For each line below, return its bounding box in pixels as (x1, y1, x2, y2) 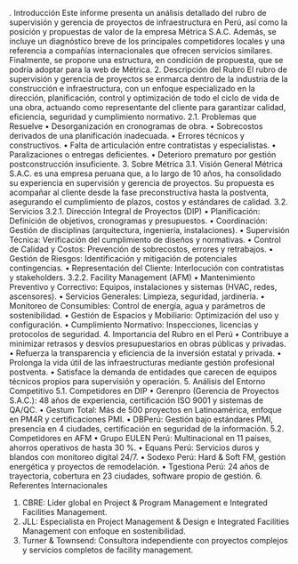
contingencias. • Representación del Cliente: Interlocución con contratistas (9, 262, 285, 273)
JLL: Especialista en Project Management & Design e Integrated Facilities (21, 516, 290, 527)
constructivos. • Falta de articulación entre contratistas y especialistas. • (9, 140, 277, 150)
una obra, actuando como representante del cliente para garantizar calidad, (9, 102, 286, 112)
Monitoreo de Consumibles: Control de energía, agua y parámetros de (9, 301, 266, 310)
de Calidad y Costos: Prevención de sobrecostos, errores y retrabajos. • (9, 244, 274, 254)
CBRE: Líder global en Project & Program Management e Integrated (21, 497, 269, 508)
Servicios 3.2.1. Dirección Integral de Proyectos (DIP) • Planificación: (9, 206, 261, 216)
